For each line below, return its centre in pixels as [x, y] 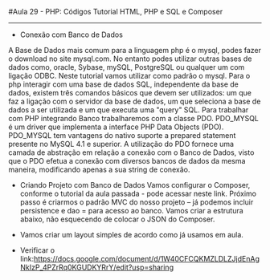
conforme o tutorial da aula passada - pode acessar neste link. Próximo [138, 193]
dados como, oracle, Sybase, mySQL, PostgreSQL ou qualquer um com [127, 67]
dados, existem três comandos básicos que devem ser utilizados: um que [130, 93]
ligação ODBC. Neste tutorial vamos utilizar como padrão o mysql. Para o [129, 76]
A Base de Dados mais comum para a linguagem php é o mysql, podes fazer [135, 50]
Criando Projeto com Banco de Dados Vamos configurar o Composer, [135, 185]
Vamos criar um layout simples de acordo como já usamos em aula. [131, 235]
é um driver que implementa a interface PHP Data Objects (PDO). [116, 127]
